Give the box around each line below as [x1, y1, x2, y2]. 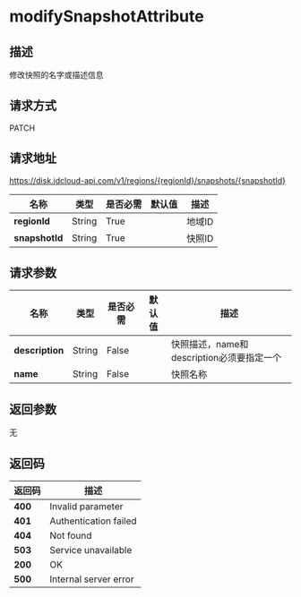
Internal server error [49, 573, 134, 585]
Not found [49, 530, 92, 542]
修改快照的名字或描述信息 [9, 70, 104, 80]
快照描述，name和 [171, 338, 249, 351]
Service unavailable [49, 544, 133, 557]
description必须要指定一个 [171, 352, 282, 364]
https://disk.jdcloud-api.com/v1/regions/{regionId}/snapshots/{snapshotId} [9, 175, 287, 185]
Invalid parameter [49, 500, 124, 513]
